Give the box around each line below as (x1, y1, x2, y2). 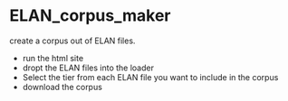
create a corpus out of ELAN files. (9, 35, 136, 46)
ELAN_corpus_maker (9, 5, 171, 26)
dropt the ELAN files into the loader (22, 62, 154, 73)
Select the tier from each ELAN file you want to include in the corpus (22, 71, 279, 82)
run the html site (22, 52, 84, 63)
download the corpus (22, 81, 102, 92)
